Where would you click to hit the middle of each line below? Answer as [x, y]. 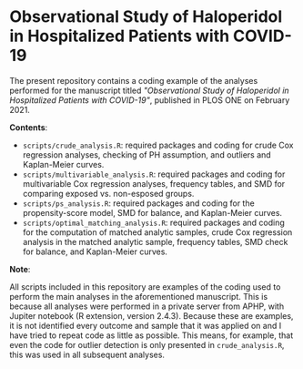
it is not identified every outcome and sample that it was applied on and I [146, 325]
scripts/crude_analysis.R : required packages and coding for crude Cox [158, 145]
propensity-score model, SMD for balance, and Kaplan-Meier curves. [152, 212]
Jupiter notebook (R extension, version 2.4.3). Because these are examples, [151, 315]
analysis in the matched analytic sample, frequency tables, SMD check [155, 241]
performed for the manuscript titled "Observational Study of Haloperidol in [149, 90]
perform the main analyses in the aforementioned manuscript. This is [139, 296]
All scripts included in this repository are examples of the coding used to [145, 287]
